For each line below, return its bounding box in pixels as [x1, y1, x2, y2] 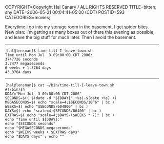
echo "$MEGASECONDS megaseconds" [5, 125, 73, 130]
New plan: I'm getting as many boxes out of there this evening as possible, [5, 29, 155, 35]
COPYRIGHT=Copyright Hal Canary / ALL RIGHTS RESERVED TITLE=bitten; [5, 4, 157, 10]
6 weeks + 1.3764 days [5, 65, 51, 70]
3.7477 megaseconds [5, 61, 45, 66]
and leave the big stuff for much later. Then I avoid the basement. [5, 34, 137, 40]
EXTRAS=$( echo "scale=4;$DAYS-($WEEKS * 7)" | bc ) [5, 113, 115, 118]
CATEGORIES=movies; [5, 15, 50, 20]
